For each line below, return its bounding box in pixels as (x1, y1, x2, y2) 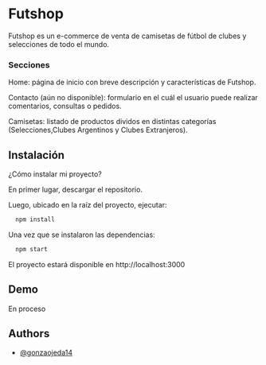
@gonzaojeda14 (19, 348, 73, 358)
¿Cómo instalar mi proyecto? (8, 169, 102, 179)
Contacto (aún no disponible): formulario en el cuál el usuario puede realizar (8, 93, 259, 103)
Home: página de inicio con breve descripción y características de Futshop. (8, 77, 256, 87)
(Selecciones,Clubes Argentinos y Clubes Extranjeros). (8, 125, 189, 135)
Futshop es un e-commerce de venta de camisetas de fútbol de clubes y (8, 31, 247, 41)
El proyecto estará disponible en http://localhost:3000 (8, 259, 186, 269)
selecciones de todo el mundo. (8, 39, 110, 49)
